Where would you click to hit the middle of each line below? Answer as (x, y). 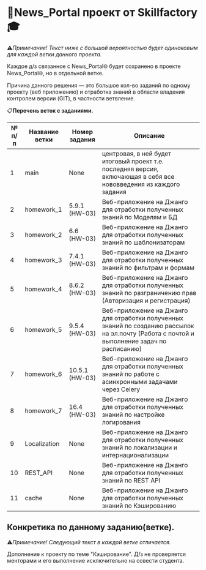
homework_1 (43, 209)
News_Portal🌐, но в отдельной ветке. (55, 73)
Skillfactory (167, 13)
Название (44, 132)
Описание (149, 135)
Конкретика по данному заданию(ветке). (91, 527)
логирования (121, 422)
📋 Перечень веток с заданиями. (50, 110)
